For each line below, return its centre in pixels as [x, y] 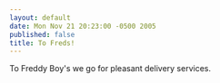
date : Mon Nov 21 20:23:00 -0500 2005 [83, 26]
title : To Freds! [42, 43]
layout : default [40, 18]
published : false [42, 34]
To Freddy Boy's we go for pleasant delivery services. [110, 69]
